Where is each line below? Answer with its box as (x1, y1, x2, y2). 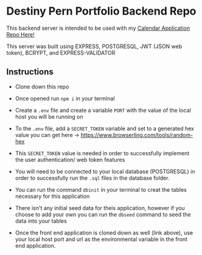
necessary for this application (15, 192, 90, 200)
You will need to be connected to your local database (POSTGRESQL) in (15, 167, 195, 175)
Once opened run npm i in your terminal (15, 94, 115, 102)
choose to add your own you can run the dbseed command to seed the (15, 211, 191, 218)
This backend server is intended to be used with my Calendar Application (6, 24, 190, 32)
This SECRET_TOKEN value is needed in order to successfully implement (15, 149, 190, 156)
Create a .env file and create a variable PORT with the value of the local (15, 107, 192, 114)
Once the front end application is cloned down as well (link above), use (15, 229, 193, 236)
